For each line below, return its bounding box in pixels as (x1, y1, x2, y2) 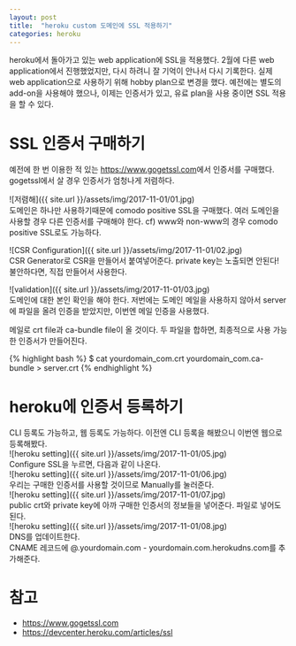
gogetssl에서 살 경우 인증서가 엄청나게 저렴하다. (9, 175, 175, 186)
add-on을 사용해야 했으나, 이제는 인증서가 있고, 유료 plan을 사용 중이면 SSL (9, 88, 270, 98)
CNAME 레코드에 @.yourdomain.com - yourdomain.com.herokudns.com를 (9, 542, 277, 553)
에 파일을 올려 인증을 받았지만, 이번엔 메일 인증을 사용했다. (9, 306, 209, 317)
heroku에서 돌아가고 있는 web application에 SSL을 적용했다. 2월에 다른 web (9, 55, 275, 65)
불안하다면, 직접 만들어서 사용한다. (9, 266, 128, 277)
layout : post (9, 12, 57, 22)
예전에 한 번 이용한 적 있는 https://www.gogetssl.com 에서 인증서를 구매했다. (9, 165, 275, 175)
